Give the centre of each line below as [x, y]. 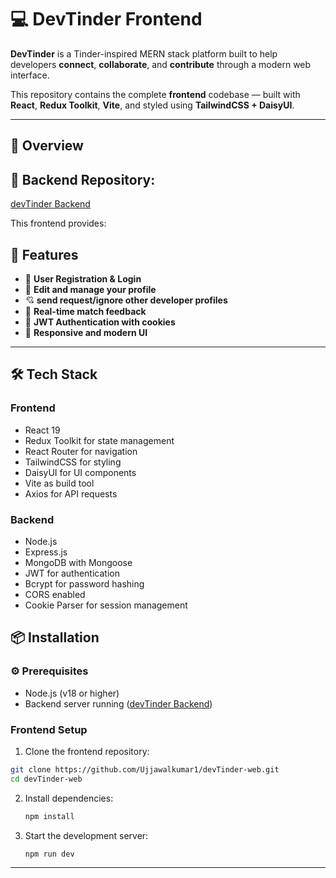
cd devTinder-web [46, 779]
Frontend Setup [49, 729]
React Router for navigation [81, 451]
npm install [49, 816]
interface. [30, 75]
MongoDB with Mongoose [78, 562]
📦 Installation [55, 637]
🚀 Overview [47, 146]
